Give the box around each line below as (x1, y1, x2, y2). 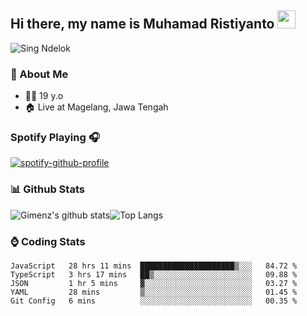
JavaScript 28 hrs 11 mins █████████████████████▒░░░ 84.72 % (10, 261, 298, 271)
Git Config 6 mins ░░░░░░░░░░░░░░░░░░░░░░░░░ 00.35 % (10, 296, 298, 306)
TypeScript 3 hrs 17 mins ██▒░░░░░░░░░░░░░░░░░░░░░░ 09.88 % (10, 270, 298, 280)
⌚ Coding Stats (10, 234, 86, 248)
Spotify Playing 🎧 (10, 131, 100, 145)
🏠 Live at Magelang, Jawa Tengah (24, 101, 169, 113)
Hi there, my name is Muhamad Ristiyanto (10, 16, 275, 33)
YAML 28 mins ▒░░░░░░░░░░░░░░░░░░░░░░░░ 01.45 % (10, 287, 298, 297)
